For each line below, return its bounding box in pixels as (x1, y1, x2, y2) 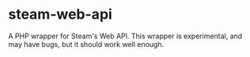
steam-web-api (8, 5, 112, 23)
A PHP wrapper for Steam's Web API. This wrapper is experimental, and (8, 31, 243, 41)
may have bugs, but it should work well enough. (8, 39, 165, 48)
